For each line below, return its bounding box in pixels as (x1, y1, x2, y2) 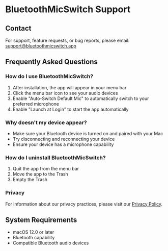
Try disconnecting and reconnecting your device (12, 136, 115, 142)
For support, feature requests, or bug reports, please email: (5, 37, 130, 43)
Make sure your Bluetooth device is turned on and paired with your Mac (12, 130, 163, 136)
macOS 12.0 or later (12, 229, 54, 235)
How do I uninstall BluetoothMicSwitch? (5, 154, 106, 161)
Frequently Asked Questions (5, 58, 98, 66)
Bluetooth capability (12, 235, 55, 241)
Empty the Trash (12, 177, 47, 183)
